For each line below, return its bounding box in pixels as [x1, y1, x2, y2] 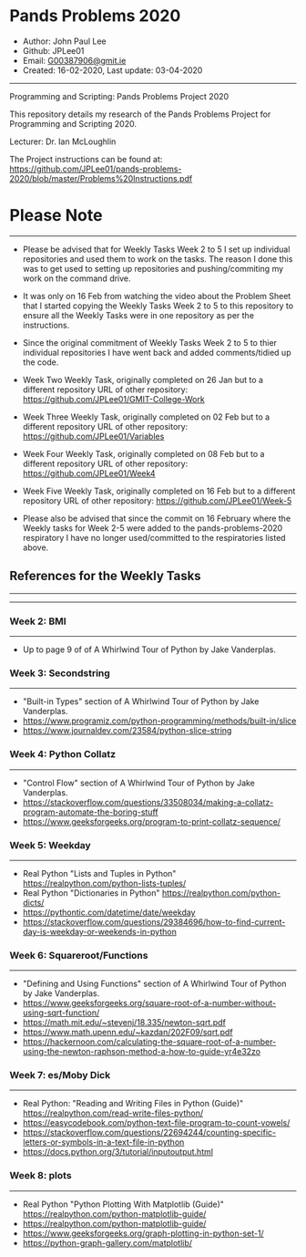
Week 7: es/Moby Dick [9, 1069, 111, 1082]
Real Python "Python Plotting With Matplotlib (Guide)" [22, 1199, 225, 1210]
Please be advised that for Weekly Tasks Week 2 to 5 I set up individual [22, 244, 291, 255]
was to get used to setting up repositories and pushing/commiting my [22, 263, 284, 274]
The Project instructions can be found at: [9, 153, 163, 164]
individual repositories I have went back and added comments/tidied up [22, 347, 291, 358]
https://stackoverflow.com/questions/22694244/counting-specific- [22, 1127, 276, 1138]
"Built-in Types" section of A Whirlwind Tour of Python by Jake [22, 696, 260, 707]
